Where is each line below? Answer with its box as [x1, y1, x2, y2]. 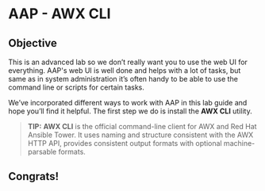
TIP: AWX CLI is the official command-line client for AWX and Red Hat [27, 122, 257, 131]
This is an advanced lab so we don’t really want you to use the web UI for [8, 57, 248, 67]
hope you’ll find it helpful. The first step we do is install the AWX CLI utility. [8, 106, 252, 116]
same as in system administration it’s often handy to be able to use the [8, 74, 238, 83]
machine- [223, 139, 255, 147]
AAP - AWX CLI [8, 5, 111, 23]
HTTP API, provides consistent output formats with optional [27, 139, 222, 147]
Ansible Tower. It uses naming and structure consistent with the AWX [27, 130, 254, 139]
